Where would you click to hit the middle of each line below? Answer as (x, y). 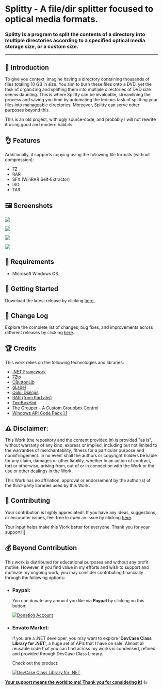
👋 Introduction (27, 67)
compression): (19, 160)
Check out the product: (35, 663)
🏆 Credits (21, 348)
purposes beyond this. (27, 110)
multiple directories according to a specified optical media (75, 41)
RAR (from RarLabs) (32, 398)
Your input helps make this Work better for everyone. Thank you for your (78, 527)
